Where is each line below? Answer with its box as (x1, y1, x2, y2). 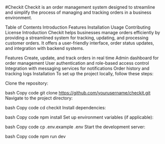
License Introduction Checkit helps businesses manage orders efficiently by (5, 30, 160, 35)
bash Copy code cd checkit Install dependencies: (5, 105, 106, 110)
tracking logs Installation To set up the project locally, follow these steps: (5, 71, 154, 76)
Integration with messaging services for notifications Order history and (5, 65, 150, 71)
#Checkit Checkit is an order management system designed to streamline (5, 4, 155, 10)
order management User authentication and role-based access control (5, 60, 150, 66)
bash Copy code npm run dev (5, 134, 66, 139)
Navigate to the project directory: (5, 95, 73, 101)
